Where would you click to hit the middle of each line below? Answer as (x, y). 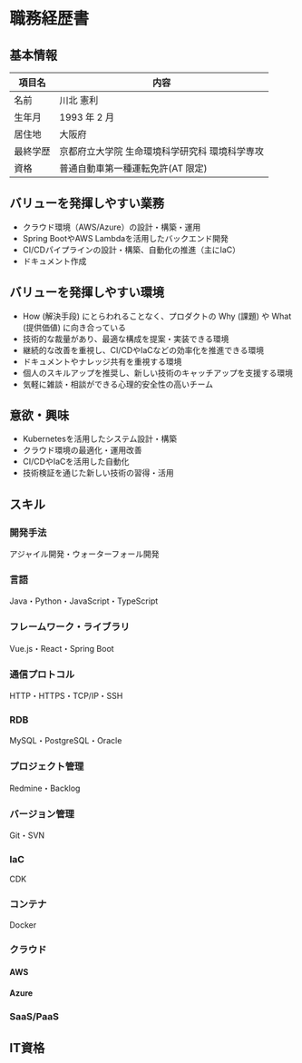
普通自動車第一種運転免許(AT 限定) (133, 168)
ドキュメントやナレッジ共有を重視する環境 (102, 361)
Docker (23, 925)
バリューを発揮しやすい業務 (87, 204)
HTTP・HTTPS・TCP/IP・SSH (66, 696)
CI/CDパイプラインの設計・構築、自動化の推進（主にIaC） (132, 250)
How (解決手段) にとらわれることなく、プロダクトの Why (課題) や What (157, 316)
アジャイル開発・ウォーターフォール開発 (84, 554)
